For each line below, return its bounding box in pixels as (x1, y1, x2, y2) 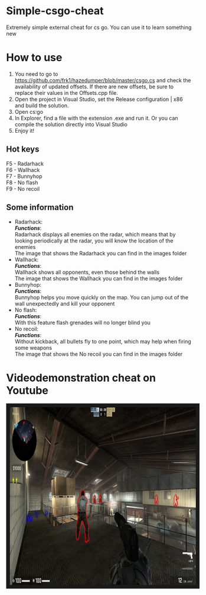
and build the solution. (14, 102, 69, 109)
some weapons (14, 344, 52, 351)
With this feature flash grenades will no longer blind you (14, 319, 151, 326)
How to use (6, 51, 63, 65)
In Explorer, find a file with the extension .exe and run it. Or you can (14, 114, 178, 121)
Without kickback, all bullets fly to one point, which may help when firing (14, 338, 192, 345)
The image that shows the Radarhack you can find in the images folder (14, 249, 187, 257)
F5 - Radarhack (6, 160, 44, 167)
